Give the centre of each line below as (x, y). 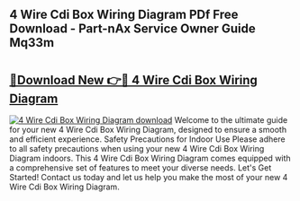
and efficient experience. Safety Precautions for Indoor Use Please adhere (147, 139)
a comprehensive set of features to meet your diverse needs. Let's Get (141, 168)
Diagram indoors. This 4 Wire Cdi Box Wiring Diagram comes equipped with (150, 158)
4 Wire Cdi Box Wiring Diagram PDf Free (124, 15)
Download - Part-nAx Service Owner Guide (132, 29)
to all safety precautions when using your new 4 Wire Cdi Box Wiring (137, 149)
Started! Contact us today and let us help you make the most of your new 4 (149, 177)
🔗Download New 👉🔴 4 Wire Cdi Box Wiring (134, 80)
